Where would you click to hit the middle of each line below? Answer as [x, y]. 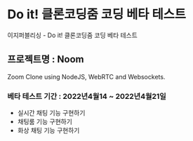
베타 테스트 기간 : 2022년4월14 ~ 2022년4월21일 [87, 96]
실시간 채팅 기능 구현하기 [51, 113]
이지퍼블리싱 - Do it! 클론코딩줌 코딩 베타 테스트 [73, 35]
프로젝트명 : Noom [46, 59]
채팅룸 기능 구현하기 [45, 122]
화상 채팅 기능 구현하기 [48, 130]
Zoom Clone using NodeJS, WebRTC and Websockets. [86, 76]
